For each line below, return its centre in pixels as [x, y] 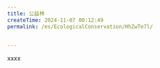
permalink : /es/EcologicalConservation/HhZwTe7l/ [80, 26]
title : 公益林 [26, 14]
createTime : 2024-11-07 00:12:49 [55, 20]
